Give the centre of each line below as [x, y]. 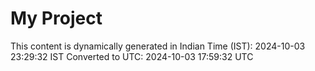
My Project [56, 18]
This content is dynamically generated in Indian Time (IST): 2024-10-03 [158, 46]
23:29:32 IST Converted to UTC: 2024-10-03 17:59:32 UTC [132, 56]
